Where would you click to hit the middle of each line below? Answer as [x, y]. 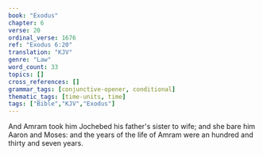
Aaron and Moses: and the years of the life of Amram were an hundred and [131, 135]
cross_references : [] [44, 82]
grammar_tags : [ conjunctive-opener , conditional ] [92, 89]
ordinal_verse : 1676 [43, 38]
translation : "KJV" [41, 52]
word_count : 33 [33, 67]
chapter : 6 [26, 23]
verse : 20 [25, 30]
